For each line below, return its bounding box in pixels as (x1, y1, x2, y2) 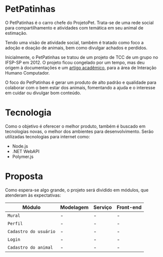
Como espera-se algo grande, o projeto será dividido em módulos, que (5, 187, 149, 193)
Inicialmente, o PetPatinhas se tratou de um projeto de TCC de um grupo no (5, 54, 159, 60)
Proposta (5, 171, 43, 182)
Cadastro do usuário (7, 229, 55, 234)
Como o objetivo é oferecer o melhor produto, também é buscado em (5, 123, 146, 129)
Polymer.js (12, 154, 34, 159)
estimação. (5, 30, 28, 36)
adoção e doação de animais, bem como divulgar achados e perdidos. (5, 45, 148, 51)
